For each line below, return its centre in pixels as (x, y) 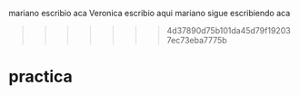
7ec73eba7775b (197, 40)
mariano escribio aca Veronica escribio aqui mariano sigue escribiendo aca (150, 13)
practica (41, 77)
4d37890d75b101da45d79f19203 (229, 30)
